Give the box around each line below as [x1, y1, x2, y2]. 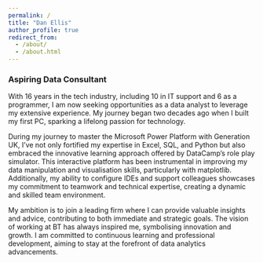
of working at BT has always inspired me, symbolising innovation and [8, 222, 232, 232]
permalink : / [8, 11, 51, 20]
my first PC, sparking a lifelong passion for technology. [8, 117, 186, 126]
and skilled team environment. [8, 190, 106, 200]
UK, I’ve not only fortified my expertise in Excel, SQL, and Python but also [8, 141, 246, 150]
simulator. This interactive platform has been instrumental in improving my [8, 157, 248, 166]
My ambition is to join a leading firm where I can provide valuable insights [8, 206, 246, 215]
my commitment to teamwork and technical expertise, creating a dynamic [8, 182, 247, 192]
